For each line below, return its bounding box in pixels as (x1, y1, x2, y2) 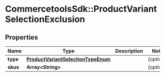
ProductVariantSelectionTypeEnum (26, 56, 110, 62)
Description (115, 48, 143, 54)
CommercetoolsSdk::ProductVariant (5, 3, 157, 15)
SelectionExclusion (5, 14, 85, 25)
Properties (5, 33, 38, 41)
